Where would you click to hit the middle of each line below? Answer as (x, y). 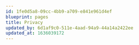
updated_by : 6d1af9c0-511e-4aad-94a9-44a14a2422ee (69, 28)
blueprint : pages (27, 17)
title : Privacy (24, 22)
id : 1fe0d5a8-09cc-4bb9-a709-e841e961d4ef (59, 11)
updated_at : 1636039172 (35, 33)
